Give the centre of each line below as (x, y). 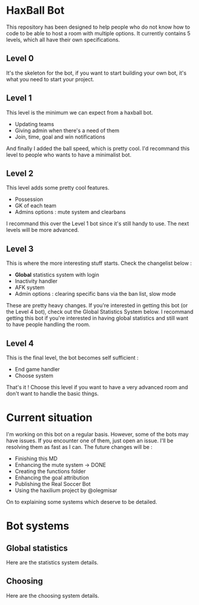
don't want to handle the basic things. (53, 393)
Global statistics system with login (57, 275)
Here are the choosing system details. (53, 595)
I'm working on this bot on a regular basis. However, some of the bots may (97, 434)
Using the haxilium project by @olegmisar (66, 490)
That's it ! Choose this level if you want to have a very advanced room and (97, 387)
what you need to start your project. (50, 79)
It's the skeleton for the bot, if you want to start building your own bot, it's (96, 73)
